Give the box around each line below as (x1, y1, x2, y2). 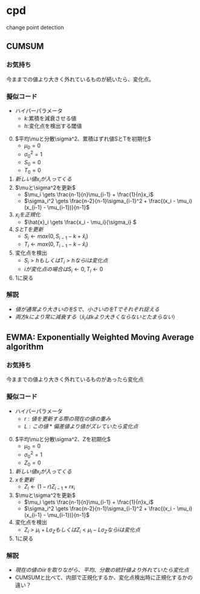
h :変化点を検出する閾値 (24, 122, 82, 129)
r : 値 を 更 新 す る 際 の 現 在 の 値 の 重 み (24, 415, 111, 422)
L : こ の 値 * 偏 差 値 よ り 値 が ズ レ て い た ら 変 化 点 (24, 422, 138, 430)
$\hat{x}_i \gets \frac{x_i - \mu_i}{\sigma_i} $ (24, 219, 137, 226)
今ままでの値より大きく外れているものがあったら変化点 (6, 376, 144, 383)
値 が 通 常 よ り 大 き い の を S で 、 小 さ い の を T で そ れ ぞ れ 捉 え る (15, 305, 160, 313)
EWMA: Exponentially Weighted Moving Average (6, 332, 195, 342)
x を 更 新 (15, 476, 34, 484)
